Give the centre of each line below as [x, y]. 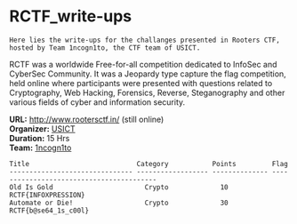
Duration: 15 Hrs [40, 138]
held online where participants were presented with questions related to [141, 83]
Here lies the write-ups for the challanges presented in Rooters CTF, [144, 40]
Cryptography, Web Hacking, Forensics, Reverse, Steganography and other [147, 92]
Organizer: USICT [42, 128]
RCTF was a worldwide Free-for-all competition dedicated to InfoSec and [143, 64]
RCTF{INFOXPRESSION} [48, 195]
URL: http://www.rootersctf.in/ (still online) [87, 119]
